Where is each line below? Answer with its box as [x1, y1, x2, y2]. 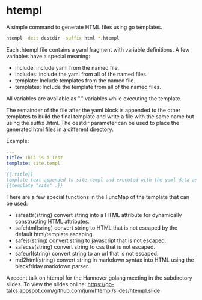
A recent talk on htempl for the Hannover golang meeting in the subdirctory [6, 274, 192, 281]
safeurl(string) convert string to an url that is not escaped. [14, 249, 159, 257]
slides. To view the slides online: [6, 280, 87, 287]
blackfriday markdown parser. [14, 262, 90, 269]
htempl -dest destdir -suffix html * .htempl [6, 35, 120, 41]
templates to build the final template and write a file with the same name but [6, 112, 194, 120]
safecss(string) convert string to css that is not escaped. [14, 243, 155, 250]
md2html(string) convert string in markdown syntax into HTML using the [14, 256, 194, 263]
